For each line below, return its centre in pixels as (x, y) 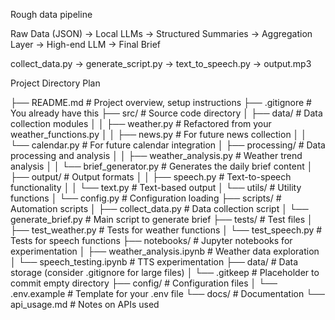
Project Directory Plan (55, 83)
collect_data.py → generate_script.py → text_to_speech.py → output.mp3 (161, 63)
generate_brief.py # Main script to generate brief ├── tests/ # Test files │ (161, 219)
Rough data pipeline (51, 14)
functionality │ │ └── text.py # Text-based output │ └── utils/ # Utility (156, 187)
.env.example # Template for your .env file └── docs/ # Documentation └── (167, 293)
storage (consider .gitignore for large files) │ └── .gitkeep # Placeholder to (165, 272)
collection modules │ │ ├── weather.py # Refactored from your (141, 123)
